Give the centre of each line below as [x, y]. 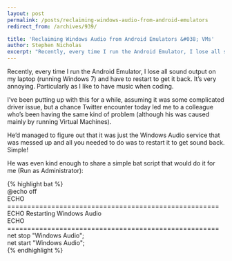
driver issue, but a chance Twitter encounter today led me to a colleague [110, 107]
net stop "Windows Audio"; [46, 235]
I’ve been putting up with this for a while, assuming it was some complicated [116, 100]
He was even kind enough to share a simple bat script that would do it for [111, 163]
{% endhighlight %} [35, 250]
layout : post [26, 13]
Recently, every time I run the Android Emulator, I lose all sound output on [112, 71]
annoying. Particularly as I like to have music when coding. [90, 86]
